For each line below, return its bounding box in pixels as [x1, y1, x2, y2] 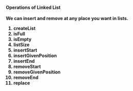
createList [13, 25, 36, 31]
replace [13, 80, 30, 86]
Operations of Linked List [6, 5, 61, 10]
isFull [13, 31, 25, 37]
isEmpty [13, 36, 32, 42]
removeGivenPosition [13, 69, 61, 75]
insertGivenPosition [13, 52, 57, 59]
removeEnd [13, 75, 39, 80]
